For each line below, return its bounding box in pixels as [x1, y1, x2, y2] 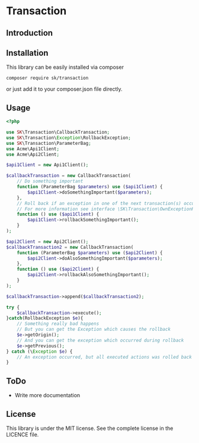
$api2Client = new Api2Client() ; [6, 239, 89, 245]
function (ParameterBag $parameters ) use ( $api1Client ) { [17, 184, 163, 190]
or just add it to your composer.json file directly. [6, 86, 123, 93]
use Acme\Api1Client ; [6, 145, 60, 152]
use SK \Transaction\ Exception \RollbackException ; [6, 135, 131, 141]
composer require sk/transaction [6, 75, 89, 81]
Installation [6, 48, 49, 58]
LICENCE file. [6, 431, 39, 438]
